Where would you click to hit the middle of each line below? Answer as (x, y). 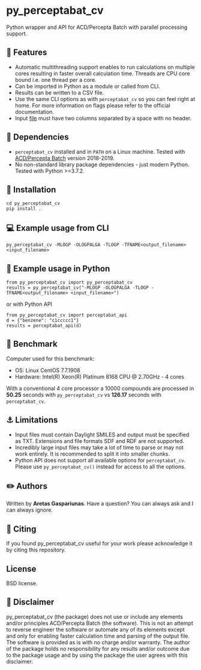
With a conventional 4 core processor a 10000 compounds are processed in (100, 388)
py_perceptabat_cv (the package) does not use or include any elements (94, 616)
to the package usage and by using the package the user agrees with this (97, 655)
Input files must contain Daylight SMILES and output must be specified (102, 435)
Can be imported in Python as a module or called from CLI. (87, 86)
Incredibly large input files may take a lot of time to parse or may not (99, 447)
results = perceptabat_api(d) (44, 326)
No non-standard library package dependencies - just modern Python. (102, 164)
